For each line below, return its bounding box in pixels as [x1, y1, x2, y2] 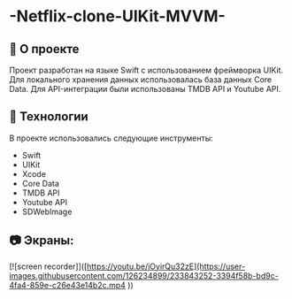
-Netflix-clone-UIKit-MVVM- [9, 6, 226, 27]
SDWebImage [21, 206, 73, 217]
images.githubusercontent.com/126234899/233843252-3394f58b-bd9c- [9, 270, 279, 280]
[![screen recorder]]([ [9, 261, 88, 272]
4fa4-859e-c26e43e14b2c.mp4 [9, 280, 127, 290]
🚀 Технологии [9, 109, 88, 125]
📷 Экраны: [9, 233, 74, 249]
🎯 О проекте [9, 42, 80, 57]
